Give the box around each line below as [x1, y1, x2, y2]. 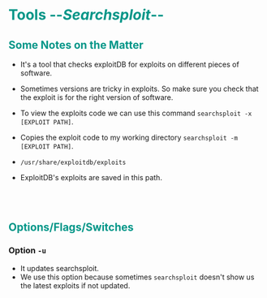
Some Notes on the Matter [8, 38, 144, 52]
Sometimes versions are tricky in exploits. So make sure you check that [19, 84, 259, 93]
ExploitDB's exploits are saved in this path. [19, 173, 162, 182]
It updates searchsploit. [19, 263, 100, 273]
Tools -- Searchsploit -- [8, 6, 165, 24]
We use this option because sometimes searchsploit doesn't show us [19, 272, 255, 282]
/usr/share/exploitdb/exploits [19, 158, 127, 166]
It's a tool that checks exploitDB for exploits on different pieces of [19, 59, 239, 69]
